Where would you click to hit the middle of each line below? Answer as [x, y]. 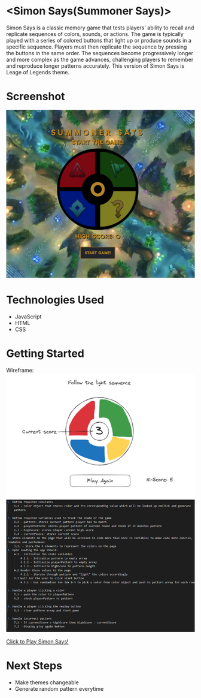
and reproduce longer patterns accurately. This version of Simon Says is [95, 66]
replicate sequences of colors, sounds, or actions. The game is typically [95, 34]
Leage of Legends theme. [38, 72]
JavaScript [28, 317]
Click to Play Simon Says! [37, 641]
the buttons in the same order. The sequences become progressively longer [100, 53]
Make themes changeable [47, 682]
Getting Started [45, 353]
